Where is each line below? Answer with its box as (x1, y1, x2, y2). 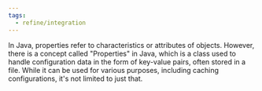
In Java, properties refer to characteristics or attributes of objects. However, (8, 40, 255, 49)
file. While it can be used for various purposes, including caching (8, 65, 219, 75)
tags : (8, 11, 26, 20)
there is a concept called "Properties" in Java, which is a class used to (8, 49, 237, 58)
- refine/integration (15, 19, 87, 27)
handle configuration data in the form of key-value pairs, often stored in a (8, 56, 246, 67)
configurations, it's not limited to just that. (8, 74, 143, 83)
